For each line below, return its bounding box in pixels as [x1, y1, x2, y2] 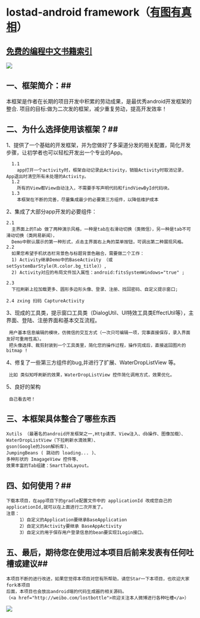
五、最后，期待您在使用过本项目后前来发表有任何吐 [6, 547, 194, 558]
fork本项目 [6, 582, 31, 589]
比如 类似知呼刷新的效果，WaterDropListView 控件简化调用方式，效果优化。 [8, 372, 175, 378]
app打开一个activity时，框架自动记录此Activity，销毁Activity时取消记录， [17, 167, 186, 173]
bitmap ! [6, 347, 28, 353]
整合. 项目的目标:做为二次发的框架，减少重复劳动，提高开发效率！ [6, 105, 168, 112]
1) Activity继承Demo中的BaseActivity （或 [11, 256, 113, 263]
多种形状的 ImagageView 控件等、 [6, 457, 82, 463]
